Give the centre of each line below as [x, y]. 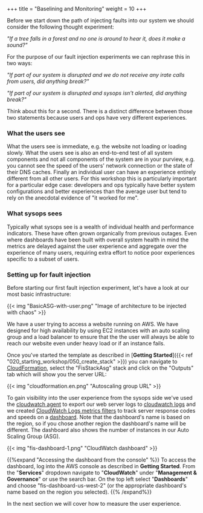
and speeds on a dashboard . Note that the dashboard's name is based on [98, 417]
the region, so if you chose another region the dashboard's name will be [96, 423]
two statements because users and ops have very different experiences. [97, 118]
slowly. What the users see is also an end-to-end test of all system [90, 153]
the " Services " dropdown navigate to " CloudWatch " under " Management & [102, 472]
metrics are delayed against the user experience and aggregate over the [97, 246]
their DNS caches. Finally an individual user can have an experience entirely [101, 172]
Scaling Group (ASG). [34, 436]
